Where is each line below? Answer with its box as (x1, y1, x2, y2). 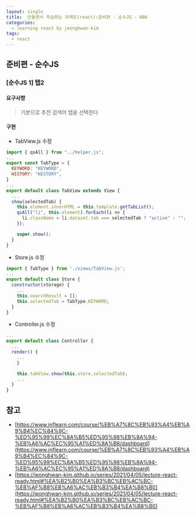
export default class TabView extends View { (6, 187, 120, 194)
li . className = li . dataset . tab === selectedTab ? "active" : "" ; (21, 215, 187, 221)
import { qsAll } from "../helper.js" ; (6, 149, 104, 155)
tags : (6, 31, 19, 37)
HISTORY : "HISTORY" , (11, 171, 62, 177)
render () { (11, 349, 38, 355)
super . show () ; (17, 231, 51, 237)
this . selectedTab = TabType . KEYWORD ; (17, 298, 110, 304)
